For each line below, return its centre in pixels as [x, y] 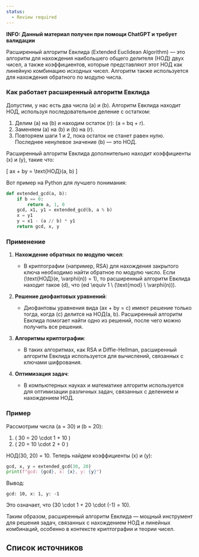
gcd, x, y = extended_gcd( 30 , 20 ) [49, 466]
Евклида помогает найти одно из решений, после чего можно [102, 321]
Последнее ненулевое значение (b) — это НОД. [76, 142]
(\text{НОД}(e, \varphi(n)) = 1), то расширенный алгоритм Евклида [107, 278]
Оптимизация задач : [42, 374]
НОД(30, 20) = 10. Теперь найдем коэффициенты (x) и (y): [79, 455]
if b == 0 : [30, 199]
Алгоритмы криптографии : [50, 338]
